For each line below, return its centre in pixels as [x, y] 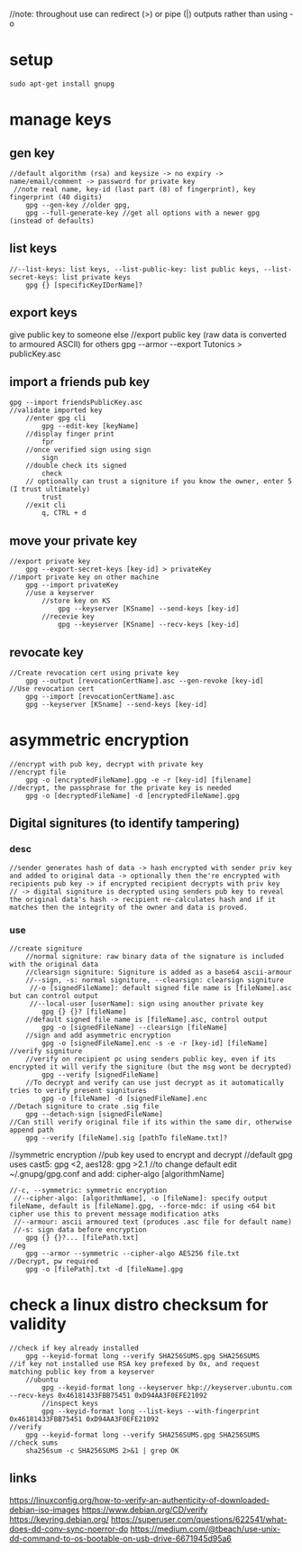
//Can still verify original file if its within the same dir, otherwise [151, 1122]
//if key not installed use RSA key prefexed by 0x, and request [134, 1364]
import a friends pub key [80, 382]
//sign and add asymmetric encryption [98, 1035]
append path [32, 1130]
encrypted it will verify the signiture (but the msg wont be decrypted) [151, 1067]
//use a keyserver [60, 593]
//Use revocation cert [52, 689]
